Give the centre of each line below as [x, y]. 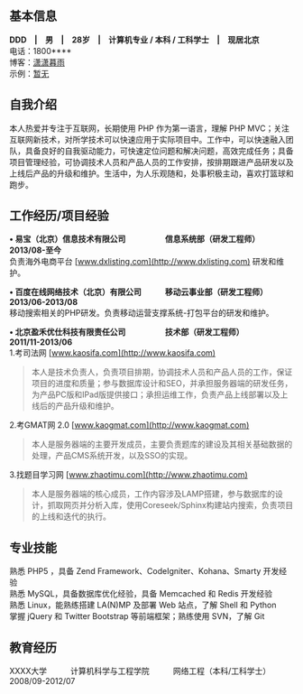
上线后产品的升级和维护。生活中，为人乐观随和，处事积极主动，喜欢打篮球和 [151, 173]
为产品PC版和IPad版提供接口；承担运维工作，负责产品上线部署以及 [156, 394]
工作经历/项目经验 [60, 216]
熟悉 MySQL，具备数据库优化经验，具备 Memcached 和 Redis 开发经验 [141, 594]
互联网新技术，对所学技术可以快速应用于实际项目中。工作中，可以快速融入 [147, 139]
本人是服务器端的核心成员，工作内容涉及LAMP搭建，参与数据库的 [153, 494]
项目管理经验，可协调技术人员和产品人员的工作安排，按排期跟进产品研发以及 [151, 162]
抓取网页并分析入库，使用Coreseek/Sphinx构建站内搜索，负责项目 [170, 505]
